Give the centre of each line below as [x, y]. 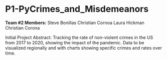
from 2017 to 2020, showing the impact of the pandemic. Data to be [75, 42]
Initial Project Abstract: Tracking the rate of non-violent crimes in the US [79, 37]
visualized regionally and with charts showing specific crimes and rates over [83, 48]
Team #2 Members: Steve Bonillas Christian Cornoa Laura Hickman [75, 23]
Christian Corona [22, 28]
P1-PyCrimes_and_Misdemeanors [77, 9]
